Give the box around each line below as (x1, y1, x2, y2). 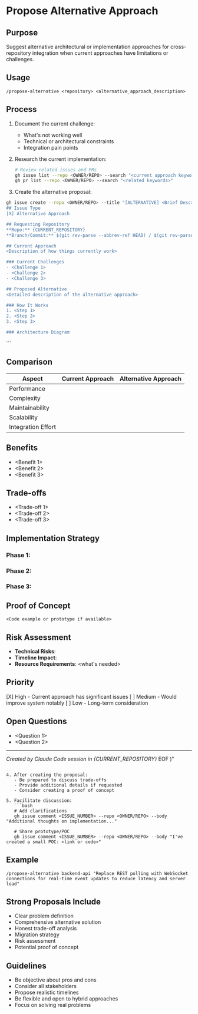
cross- (170, 43, 187, 50)
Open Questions (6, 716, 67, 726)
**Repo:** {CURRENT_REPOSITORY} (6, 227, 85, 233)
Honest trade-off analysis (14, 925, 77, 932)
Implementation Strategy (6, 533, 100, 543)
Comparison (6, 357, 53, 367)
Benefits (6, 443, 38, 453)
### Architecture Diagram (6, 329, 70, 335)
